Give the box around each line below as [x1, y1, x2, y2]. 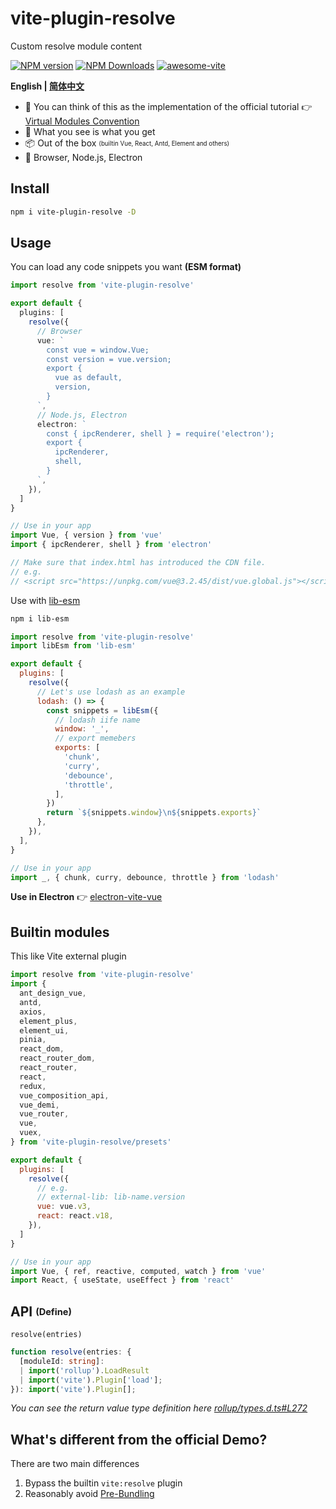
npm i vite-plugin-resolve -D [10, 207, 137, 217]
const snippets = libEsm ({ [46, 705, 159, 716]
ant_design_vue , [19, 988, 87, 998]
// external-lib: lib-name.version [36, 1192, 186, 1202]
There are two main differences [10, 1458, 140, 1470]
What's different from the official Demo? [10, 1431, 268, 1448]
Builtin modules [10, 923, 110, 941]
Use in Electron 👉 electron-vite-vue [10, 891, 163, 903]
